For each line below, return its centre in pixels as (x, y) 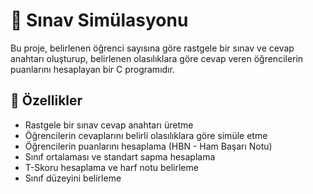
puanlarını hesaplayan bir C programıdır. (92, 69)
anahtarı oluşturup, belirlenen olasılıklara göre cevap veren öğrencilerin (157, 58)
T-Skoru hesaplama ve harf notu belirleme (111, 167)
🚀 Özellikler (46, 100)
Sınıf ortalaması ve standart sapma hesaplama (120, 156)
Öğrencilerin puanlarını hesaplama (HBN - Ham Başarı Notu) (148, 146)
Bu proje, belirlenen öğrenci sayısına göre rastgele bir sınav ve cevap (152, 48)
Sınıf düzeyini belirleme (73, 178)
